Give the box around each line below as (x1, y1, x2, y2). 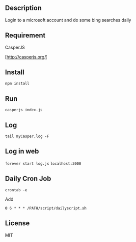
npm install (5, 81, 29, 86)
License (5, 219, 30, 228)
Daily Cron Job (5, 175, 52, 183)
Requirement (5, 31, 46, 40)
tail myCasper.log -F (5, 134, 50, 139)
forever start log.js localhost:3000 (5, 161, 82, 166)
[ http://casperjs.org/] (5, 54, 48, 60)
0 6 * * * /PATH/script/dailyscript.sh (5, 206, 87, 211)
